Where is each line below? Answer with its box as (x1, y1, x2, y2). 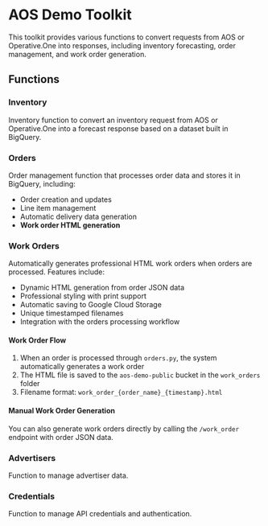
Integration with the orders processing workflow (19, 317, 180, 327)
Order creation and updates (19, 195, 113, 204)
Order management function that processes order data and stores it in (8, 171, 241, 180)
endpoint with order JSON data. (8, 432, 114, 442)
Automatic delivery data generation (19, 212, 138, 221)
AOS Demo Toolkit (8, 6, 133, 24)
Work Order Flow (8, 335, 67, 345)
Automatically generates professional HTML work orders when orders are (8, 259, 253, 269)
